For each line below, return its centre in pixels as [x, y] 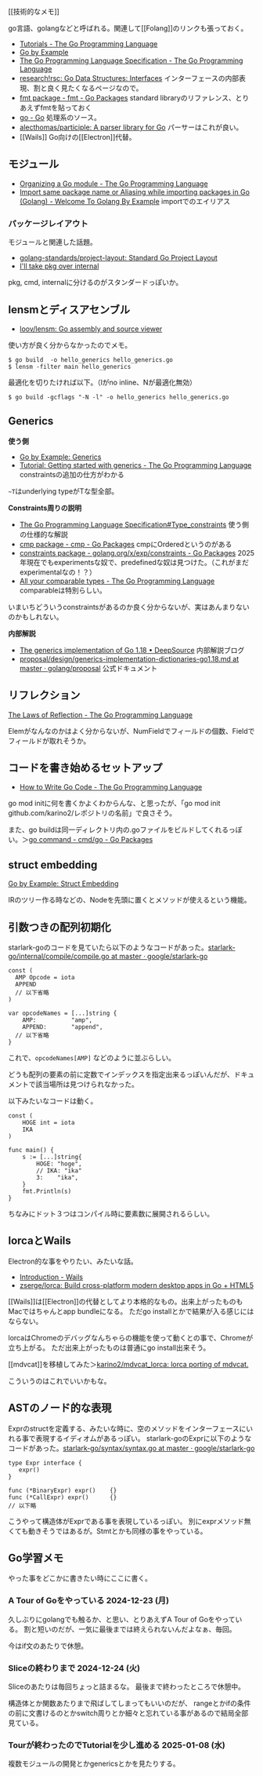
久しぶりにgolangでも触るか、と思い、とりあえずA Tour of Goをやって [122, 1619]
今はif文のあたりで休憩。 [48, 1646]
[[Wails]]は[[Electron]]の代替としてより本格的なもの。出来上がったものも [126, 1301]
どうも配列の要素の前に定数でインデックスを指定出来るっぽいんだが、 [121, 1074]
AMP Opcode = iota [45, 977]
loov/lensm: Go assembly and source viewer [91, 329]
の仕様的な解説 [43, 534]
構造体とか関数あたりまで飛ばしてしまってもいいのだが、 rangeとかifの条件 [130, 1703]
